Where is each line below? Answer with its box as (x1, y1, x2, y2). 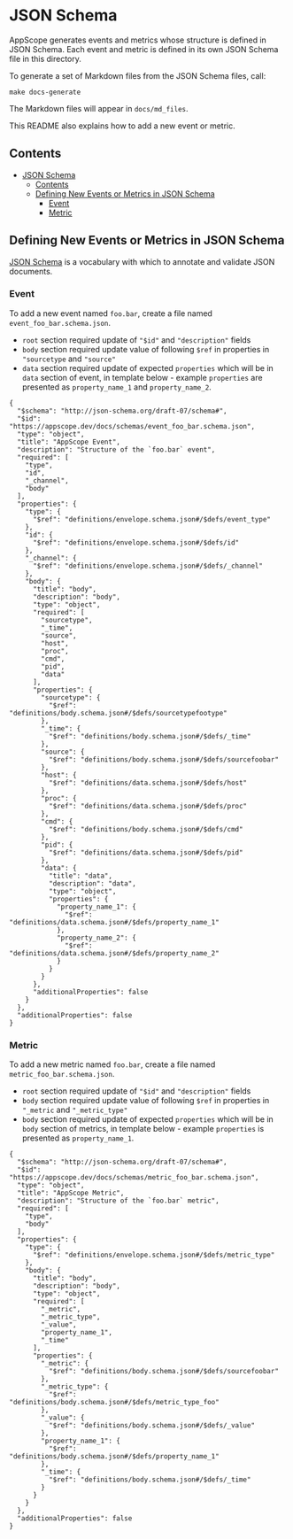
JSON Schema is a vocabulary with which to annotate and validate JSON (9, 256, 275, 267)
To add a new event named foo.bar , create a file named (9, 307, 212, 319)
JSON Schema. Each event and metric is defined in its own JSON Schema (9, 43, 279, 54)
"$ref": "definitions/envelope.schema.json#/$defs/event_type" (32, 514, 272, 523)
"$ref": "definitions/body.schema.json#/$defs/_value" (48, 1421, 255, 1430)
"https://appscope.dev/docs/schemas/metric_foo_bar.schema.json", (9, 1173, 259, 1182)
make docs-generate (9, 88, 81, 97)
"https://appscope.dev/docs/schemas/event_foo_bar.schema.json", (9, 421, 255, 430)
